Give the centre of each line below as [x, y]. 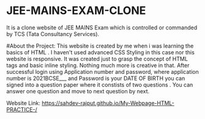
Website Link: [24, 103]
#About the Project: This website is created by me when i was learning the [100, 46]
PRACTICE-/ [22, 109]
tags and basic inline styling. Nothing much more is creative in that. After [98, 65]
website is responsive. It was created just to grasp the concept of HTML [97, 59]
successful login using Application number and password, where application [102, 71]
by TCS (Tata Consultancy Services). [53, 34]
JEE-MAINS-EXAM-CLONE [76, 11]
